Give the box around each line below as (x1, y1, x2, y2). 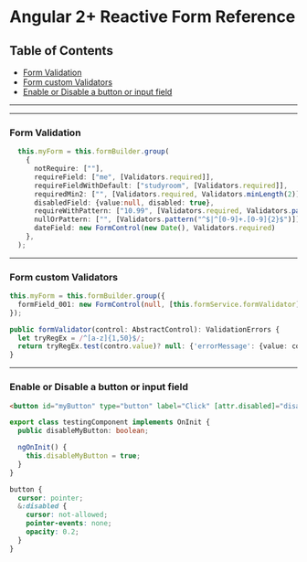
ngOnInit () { (17, 443, 68, 452)
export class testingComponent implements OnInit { (9, 418, 210, 427)
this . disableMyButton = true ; (26, 451, 142, 461)
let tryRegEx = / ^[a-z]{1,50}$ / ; (17, 334, 145, 343)
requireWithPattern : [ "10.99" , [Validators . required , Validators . (33, 207, 292, 216)
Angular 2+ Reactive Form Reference (9, 6, 296, 27)
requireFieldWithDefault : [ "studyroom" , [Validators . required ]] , (33, 181, 288, 190)
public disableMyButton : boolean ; (17, 427, 149, 436)
